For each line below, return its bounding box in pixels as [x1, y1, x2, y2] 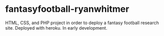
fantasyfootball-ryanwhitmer [5, 3, 129, 15]
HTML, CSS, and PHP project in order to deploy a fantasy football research [5, 20, 159, 26]
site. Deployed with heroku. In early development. [5, 25, 107, 31]
